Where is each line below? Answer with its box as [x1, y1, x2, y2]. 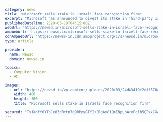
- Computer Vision [9, 70, 47, 75]
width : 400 [14, 91, 36, 97]
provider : [5, 47, 25, 52]
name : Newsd [9, 52, 34, 57]
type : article [5, 39, 34, 44]
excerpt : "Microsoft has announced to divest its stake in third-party [5, 16, 153, 21]
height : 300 [14, 96, 38, 101]
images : [5, 83, 21, 88]
